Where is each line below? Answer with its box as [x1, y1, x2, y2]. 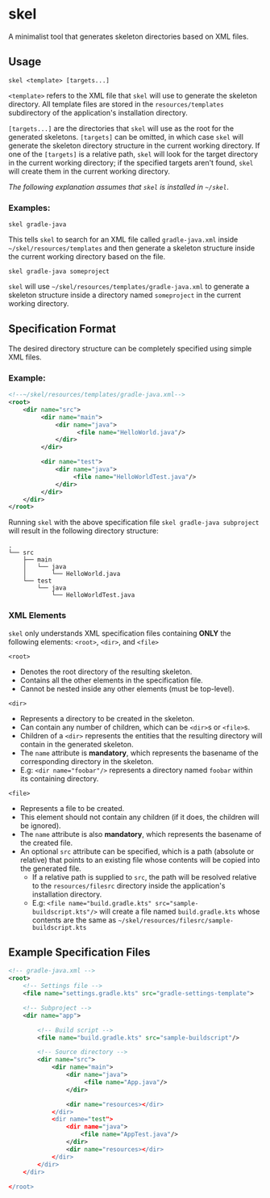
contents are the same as [31, 914, 117, 925]
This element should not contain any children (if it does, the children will [19, 812, 260, 822]
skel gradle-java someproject [8, 267, 110, 275]
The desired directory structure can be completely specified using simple [8, 343, 252, 353]
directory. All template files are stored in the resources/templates [8, 99, 224, 109]
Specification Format [8, 322, 117, 336]
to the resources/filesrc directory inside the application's [31, 881, 226, 890]
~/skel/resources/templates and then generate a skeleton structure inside [8, 243, 255, 253]
